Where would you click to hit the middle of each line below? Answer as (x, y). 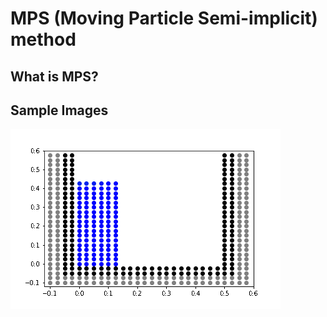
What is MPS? (54, 76)
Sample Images (59, 110)
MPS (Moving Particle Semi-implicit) (164, 18)
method (43, 39)
